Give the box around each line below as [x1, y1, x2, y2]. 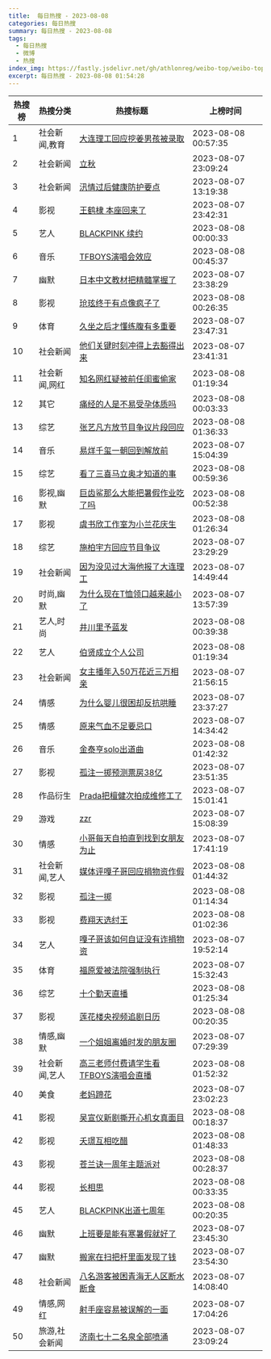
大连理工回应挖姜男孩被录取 [79, 132, 185, 144]
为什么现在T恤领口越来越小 [79, 588, 182, 599]
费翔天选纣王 [79, 914, 128, 925]
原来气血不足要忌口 [79, 720, 152, 732]
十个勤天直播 [79, 988, 128, 999]
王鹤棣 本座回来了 [79, 204, 147, 216]
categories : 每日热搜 [8, 19, 77, 27]
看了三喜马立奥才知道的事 [79, 468, 177, 479]
